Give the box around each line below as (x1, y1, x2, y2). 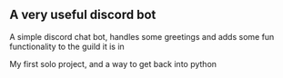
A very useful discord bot (9, 7, 157, 23)
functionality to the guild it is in (9, 41, 125, 52)
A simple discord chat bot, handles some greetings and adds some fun (9, 31, 275, 42)
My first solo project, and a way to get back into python (9, 58, 217, 69)
